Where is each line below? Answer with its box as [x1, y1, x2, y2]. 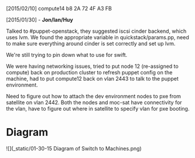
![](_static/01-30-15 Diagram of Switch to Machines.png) [6, 145, 142, 152]
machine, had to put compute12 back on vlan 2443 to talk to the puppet [6, 75, 179, 82]
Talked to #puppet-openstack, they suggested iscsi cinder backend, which [6, 28, 187, 35]
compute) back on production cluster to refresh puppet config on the [6, 69, 173, 75]
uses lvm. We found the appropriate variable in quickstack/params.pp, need [6, 34, 189, 40]
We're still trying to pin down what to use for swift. [6, 51, 128, 58]
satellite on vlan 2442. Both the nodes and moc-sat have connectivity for [6, 99, 183, 106]
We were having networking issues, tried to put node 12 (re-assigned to [6, 63, 179, 70]
